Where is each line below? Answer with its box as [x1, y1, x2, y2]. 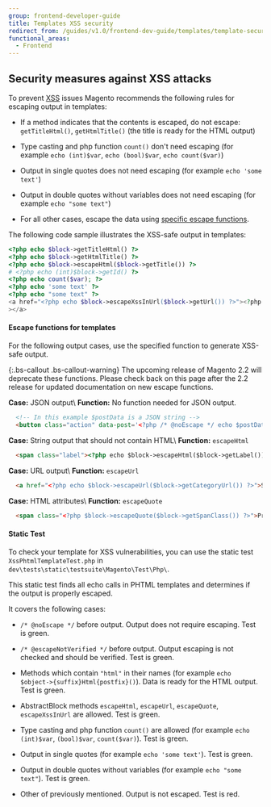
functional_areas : [8, 34, 70, 43]
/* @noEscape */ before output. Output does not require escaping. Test [19, 619, 256, 629]
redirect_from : [8, 27, 60, 35]
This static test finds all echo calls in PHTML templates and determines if [8, 579, 251, 589]
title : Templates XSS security [8, 19, 114, 27]
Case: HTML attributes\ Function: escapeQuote [8, 495, 163, 505]
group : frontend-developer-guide [8, 11, 121, 20]
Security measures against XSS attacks [8, 72, 212, 86]
